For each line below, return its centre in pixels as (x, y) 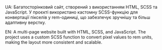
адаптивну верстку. (26, 22)
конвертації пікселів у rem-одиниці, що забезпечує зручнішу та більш (78, 17)
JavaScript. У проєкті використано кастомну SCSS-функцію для (71, 12)
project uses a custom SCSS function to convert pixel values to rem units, (79, 37)
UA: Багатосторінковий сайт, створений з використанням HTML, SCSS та (81, 7)
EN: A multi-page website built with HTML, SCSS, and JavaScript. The (76, 32)
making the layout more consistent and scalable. (54, 42)
